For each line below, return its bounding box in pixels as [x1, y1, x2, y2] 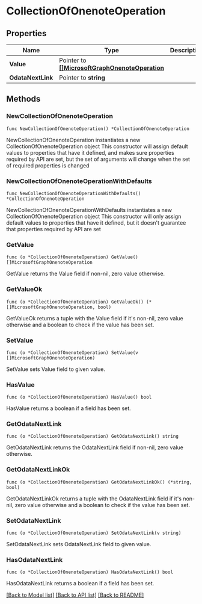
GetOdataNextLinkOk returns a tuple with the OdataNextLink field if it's [6, 495, 182, 502]
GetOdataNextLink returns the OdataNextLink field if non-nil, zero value [6, 444, 183, 451]
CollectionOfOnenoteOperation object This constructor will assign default [6, 143, 188, 150]
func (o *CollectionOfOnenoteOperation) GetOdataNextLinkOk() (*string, [6, 479, 192, 485]
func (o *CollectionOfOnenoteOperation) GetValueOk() [6, 299, 144, 305]
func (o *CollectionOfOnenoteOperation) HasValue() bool [6, 394, 152, 400]
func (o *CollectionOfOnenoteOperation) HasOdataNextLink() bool [6, 569, 173, 576]
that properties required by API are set [6, 225, 101, 232]
